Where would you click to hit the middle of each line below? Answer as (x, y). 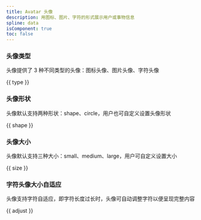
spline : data (22, 23)
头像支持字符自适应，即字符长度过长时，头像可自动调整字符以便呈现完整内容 (100, 199)
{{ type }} (18, 82)
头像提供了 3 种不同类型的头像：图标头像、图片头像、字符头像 (83, 70)
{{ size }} (17, 168)
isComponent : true (29, 28)
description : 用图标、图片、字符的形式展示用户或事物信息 (70, 17)
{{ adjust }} (20, 211)
